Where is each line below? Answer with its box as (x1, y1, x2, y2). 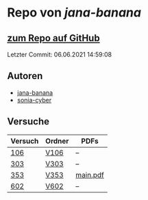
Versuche (7, 115, 50, 128)
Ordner (45, 136, 69, 146)
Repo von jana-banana (7, 5, 142, 21)
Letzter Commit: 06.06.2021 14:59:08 (7, 50, 112, 58)
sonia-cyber (16, 96, 52, 104)
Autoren (7, 70, 43, 82)
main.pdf (75, 170, 104, 179)
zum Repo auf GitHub (7, 32, 101, 44)
